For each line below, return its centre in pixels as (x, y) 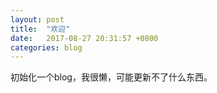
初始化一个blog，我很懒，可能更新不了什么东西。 (111, 77)
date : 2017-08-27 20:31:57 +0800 (84, 38)
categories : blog (46, 47)
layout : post (37, 19)
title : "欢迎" (40, 29)
